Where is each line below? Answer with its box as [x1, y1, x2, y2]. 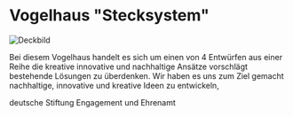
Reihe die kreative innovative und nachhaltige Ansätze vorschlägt [9, 61, 249, 72]
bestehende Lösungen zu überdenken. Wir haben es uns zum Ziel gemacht [9, 70, 284, 81]
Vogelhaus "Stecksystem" [9, 5, 210, 26]
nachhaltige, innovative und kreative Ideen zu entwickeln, [9, 80, 219, 90]
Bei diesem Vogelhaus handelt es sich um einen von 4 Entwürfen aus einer [9, 51, 282, 62]
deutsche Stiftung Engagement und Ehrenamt [9, 97, 176, 107]
